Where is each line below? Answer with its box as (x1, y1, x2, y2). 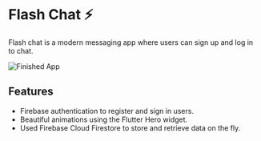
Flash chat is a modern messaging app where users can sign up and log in (8, 37, 254, 47)
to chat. (8, 46, 34, 55)
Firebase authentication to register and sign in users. (19, 106, 195, 115)
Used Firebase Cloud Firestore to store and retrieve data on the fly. (19, 123, 241, 132)
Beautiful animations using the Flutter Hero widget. (19, 115, 188, 124)
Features (8, 85, 54, 99)
